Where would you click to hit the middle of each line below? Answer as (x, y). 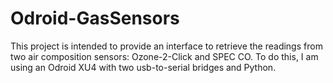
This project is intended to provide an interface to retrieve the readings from (166, 46)
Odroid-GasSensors (95, 18)
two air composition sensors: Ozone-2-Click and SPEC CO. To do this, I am (164, 56)
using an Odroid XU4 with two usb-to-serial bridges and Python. (143, 67)
